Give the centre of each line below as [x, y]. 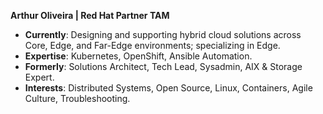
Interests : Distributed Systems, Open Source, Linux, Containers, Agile [168, 88]
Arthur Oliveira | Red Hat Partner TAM [90, 15]
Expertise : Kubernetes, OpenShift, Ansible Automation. [138, 56]
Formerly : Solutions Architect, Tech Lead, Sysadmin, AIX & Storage [163, 66]
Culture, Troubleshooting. [77, 98]
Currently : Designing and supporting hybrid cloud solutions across [163, 34]
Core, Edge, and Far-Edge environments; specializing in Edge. [152, 45]
